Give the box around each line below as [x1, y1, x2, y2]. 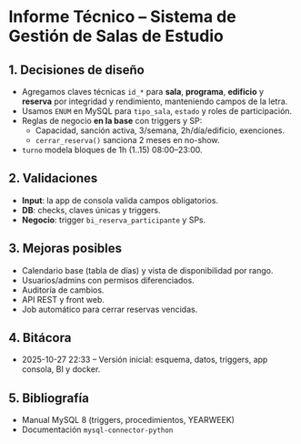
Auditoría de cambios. [21, 284, 105, 295]
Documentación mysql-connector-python [21, 424, 174, 435]
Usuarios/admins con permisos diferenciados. [21, 274, 195, 285]
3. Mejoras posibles [8, 241, 123, 256]
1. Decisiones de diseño [8, 62, 145, 77]
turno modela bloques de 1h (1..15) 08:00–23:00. [21, 144, 203, 155]
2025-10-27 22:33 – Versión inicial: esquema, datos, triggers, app [21, 354, 268, 366]
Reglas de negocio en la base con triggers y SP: [21, 116, 203, 126]
